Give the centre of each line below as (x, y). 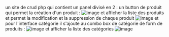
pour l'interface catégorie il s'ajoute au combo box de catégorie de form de (84, 23)
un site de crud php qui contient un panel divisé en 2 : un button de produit (83, 7)
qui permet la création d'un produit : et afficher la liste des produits (84, 13)
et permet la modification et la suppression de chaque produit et (82, 18)
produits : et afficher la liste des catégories (60, 29)
